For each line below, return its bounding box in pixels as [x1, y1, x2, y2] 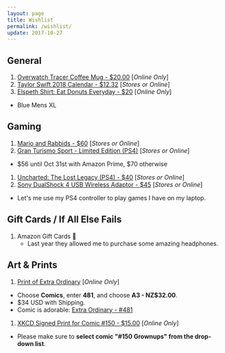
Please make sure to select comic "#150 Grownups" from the [16, 332, 194, 341]
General [7, 54, 43, 66]
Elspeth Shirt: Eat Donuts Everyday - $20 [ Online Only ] [16, 87, 172, 96]
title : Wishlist [7, 17, 54, 23]
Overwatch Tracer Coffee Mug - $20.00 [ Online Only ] [16, 73, 169, 81]
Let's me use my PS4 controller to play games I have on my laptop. [16, 193, 206, 202]
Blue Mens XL [16, 101, 57, 109]
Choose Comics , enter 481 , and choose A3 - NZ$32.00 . [16, 290, 178, 299]
